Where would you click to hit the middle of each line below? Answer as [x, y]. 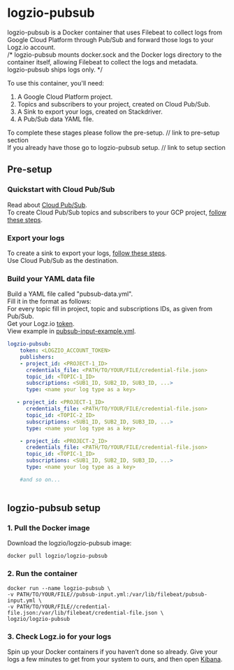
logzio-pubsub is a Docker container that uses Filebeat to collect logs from [115, 32]
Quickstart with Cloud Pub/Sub [61, 189]
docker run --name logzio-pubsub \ [59, 588]
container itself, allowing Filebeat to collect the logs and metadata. [103, 62]
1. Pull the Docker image [49, 528]
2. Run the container [43, 574]
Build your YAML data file [51, 278]
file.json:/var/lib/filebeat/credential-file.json [82, 613]
